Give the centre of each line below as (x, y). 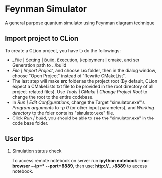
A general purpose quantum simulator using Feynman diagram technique (80, 23)
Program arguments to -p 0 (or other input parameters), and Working (83, 107)
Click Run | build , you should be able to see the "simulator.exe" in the (83, 118)
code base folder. (30, 123)
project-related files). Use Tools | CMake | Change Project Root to (80, 91)
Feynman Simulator (46, 9)
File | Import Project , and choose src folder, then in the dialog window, (84, 70)
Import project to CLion (42, 38)
